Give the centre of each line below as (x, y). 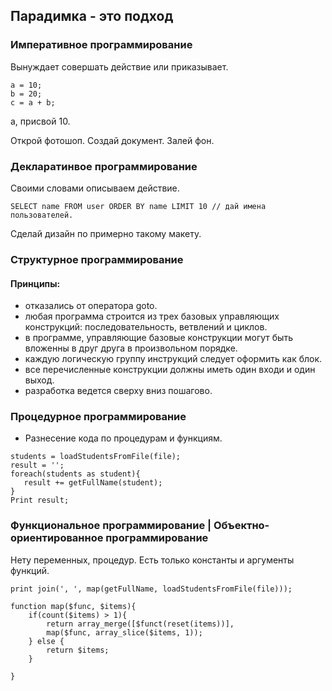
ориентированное (57, 538)
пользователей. (42, 215)
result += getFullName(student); (93, 483)
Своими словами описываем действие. (95, 188)
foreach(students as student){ (75, 474)
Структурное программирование (97, 259)
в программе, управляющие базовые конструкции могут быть (158, 338)
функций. (30, 570)
